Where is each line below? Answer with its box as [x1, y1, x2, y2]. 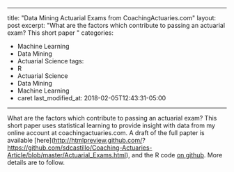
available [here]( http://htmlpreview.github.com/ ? [7, 136, 146, 144]
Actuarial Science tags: [17, 57, 84, 65]
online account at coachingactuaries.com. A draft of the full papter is [7, 129, 205, 136]
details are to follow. [7, 158, 65, 166]
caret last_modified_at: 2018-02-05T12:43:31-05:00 [17, 94, 166, 102]
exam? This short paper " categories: [7, 29, 114, 37]
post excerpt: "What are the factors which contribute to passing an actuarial [7, 22, 225, 29]
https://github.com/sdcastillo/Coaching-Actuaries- [7, 143, 153, 152]
